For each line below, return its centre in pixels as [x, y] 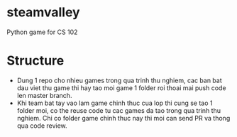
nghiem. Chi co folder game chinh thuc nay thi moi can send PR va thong [123, 118]
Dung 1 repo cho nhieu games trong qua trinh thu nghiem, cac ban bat [120, 80]
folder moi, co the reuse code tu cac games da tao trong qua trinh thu [119, 110]
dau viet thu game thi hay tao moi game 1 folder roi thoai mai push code [121, 88]
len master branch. [44, 95]
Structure [35, 61]
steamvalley [43, 12]
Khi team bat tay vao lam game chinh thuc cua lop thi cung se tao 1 [115, 103]
